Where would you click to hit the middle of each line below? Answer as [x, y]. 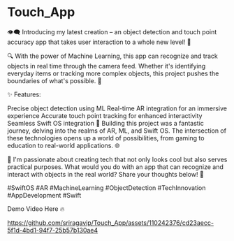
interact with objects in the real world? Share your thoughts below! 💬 [105, 174]
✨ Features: [24, 94]
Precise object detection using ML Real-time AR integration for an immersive [117, 108]
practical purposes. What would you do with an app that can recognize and [115, 167]
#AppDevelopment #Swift [44, 195]
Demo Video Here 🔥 [36, 209]
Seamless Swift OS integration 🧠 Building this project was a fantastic [106, 123]
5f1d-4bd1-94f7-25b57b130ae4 [53, 230]
